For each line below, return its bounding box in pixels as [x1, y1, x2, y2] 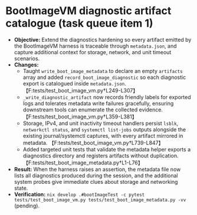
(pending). [14, 202, 40, 209]
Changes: [14, 61, 39, 68]
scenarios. [14, 55, 40, 62]
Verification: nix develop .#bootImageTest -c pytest [14, 190, 145, 198]
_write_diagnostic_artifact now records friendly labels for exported [22, 93, 191, 101]
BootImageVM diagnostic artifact [5, 4, 172, 18]
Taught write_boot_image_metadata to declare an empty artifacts [22, 67, 183, 74]
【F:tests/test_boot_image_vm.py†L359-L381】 [22, 113, 137, 120]
